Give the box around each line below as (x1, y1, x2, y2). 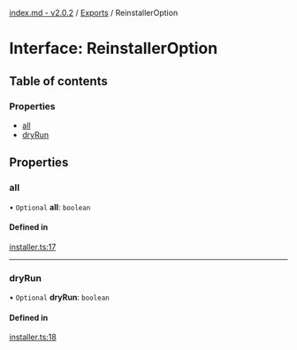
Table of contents (9, 73, 108, 88)
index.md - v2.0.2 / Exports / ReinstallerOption (9, 8, 179, 18)
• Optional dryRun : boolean (9, 292, 110, 303)
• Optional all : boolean (9, 202, 91, 212)
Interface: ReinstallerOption (9, 39, 218, 58)
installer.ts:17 (9, 241, 57, 252)
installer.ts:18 (9, 331, 57, 343)
